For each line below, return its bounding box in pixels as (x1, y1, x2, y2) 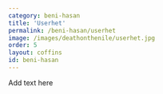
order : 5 (8, 41, 38, 49)
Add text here (8, 77, 54, 88)
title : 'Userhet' (8, 19, 66, 27)
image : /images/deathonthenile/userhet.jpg (8, 33, 156, 42)
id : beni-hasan (8, 57, 59, 65)
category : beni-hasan (8, 11, 81, 20)
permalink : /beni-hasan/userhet (8, 26, 116, 34)
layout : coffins (8, 49, 62, 57)
